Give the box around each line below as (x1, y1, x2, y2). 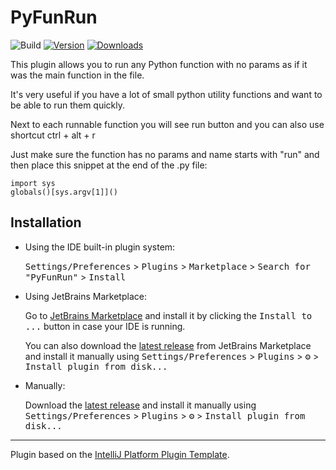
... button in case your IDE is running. (24, 320, 186, 332)
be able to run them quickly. (10, 99, 126, 111)
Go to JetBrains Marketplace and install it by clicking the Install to (24, 309, 313, 321)
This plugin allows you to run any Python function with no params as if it (10, 58, 308, 70)
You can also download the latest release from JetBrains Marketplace (24, 339, 312, 351)
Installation (10, 214, 82, 231)
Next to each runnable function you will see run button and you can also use (10, 118, 325, 130)
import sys (10, 178, 56, 188)
